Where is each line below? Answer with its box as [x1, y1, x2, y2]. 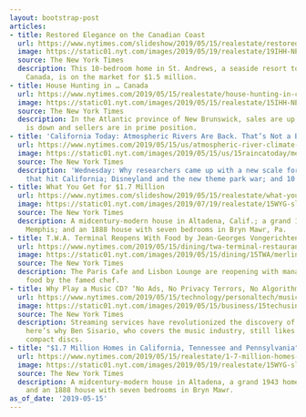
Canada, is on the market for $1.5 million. [25, 73, 198, 82]
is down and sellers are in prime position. [25, 124, 198, 133]
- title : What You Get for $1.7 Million [9, 183, 166, 192]
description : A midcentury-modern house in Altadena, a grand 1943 [17, 377, 280, 387]
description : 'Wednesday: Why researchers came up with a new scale [17, 166, 283, 175]
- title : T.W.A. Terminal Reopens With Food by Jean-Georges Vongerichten [9, 233, 300, 242]
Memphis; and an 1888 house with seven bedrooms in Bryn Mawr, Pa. [25, 225, 287, 234]
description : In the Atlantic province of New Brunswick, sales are [17, 115, 283, 124]
